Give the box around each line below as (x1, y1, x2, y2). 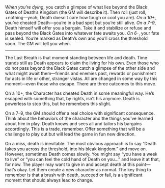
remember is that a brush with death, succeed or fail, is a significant (5, 172, 143, 178)
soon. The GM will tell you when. (5, 41, 71, 46)
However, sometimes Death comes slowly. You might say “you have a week (5, 151, 158, 157)
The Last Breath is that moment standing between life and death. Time (5, 55, 147, 60)
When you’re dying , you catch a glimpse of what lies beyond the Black (5, 4, 148, 10)
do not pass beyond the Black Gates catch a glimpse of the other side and (5, 65, 155, 71)
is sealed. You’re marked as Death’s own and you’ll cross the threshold (5, 35, 148, 41)
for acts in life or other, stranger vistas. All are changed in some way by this (5, 76, 158, 81)
